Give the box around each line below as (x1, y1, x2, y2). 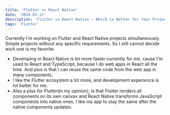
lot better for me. (12, 83, 48, 89)
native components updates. (12, 104, 72, 110)
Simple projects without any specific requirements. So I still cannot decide (5, 41, 160, 47)
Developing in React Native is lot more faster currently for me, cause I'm (12, 56, 163, 62)
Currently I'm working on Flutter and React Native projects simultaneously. (5, 35, 160, 41)
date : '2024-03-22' (5, 12, 47, 17)
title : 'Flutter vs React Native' (5, 7, 78, 13)
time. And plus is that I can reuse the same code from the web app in (12, 67, 156, 73)
